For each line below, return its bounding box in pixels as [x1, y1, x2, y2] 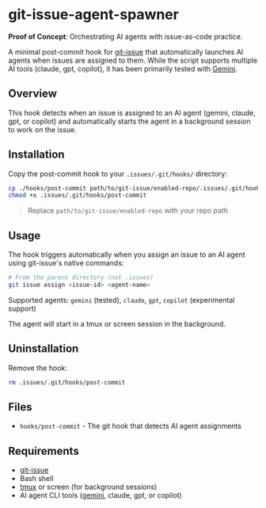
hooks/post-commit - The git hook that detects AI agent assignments [19, 422, 241, 431]
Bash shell [19, 474, 54, 483]
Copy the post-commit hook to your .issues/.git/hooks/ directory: [8, 169, 227, 178]
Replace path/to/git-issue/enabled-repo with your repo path [27, 206, 229, 216]
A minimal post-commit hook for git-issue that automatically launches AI [8, 47, 244, 56]
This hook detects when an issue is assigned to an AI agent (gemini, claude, [8, 108, 256, 117]
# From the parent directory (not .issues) [8, 273, 154, 282]
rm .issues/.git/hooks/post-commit [8, 378, 126, 386]
